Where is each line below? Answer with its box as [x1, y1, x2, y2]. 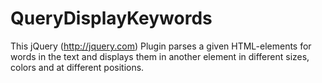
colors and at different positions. [10, 61, 145, 73]
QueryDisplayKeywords [10, 7, 213, 30]
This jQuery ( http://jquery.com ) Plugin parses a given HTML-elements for [10, 40, 312, 52]
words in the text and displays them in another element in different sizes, [10, 50, 310, 62]
